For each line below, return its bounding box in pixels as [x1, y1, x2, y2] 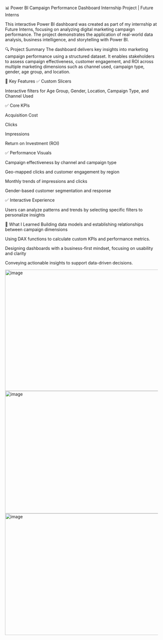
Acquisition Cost [5, 112, 38, 118]
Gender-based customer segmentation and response [5, 188, 112, 194]
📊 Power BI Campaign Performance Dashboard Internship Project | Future [5, 5, 154, 11]
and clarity [5, 250, 27, 256]
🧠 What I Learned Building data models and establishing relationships [5, 221, 144, 227]
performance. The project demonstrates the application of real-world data [5, 32, 153, 37]
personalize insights [5, 212, 45, 218]
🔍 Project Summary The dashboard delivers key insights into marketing [5, 47, 148, 52]
